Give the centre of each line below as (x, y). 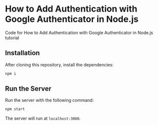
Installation (22, 53)
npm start (15, 109)
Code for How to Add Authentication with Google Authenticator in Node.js (79, 32)
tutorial (12, 38)
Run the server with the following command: (49, 100)
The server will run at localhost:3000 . (43, 118)
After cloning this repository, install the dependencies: (59, 64)
